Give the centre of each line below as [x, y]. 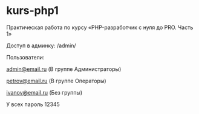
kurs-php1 [32, 11]
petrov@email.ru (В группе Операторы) [57, 81]
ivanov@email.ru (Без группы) [44, 92]
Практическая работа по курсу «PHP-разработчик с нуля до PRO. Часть [100, 27]
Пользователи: [25, 57]
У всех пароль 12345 [33, 104]
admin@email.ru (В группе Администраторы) [64, 69]
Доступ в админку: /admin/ [41, 45]
